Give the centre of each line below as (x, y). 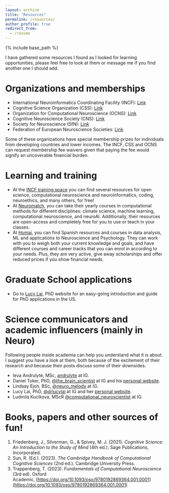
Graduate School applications (69, 280)
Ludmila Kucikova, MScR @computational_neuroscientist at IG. (77, 397)
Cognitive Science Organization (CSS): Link (58, 108)
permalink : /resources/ (30, 19)
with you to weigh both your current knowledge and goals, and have (83, 243)
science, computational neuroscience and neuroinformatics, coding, (83, 195)
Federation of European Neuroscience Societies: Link (68, 129)
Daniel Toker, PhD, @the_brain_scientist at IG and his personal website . (86, 380)
